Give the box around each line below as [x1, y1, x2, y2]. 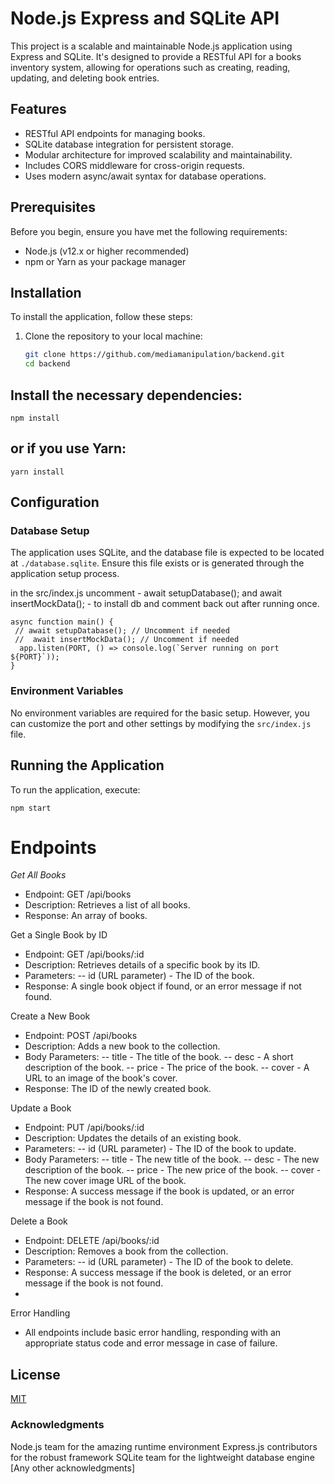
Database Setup [10, 524, 90, 538]
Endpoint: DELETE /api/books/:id [24, 1235, 160, 1247]
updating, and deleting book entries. [10, 72, 160, 84]
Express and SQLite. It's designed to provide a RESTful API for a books [10, 50, 302, 62]
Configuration [10, 494, 100, 511]
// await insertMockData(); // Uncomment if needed [14, 635, 240, 645]
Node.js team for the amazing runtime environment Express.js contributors [10, 1440, 318, 1452]
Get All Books [10, 869, 67, 881]
